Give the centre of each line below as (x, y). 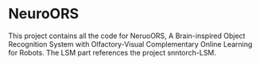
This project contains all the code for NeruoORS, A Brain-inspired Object (127, 36)
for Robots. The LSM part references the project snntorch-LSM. (113, 52)
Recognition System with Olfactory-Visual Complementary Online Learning (130, 44)
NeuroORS (44, 14)
